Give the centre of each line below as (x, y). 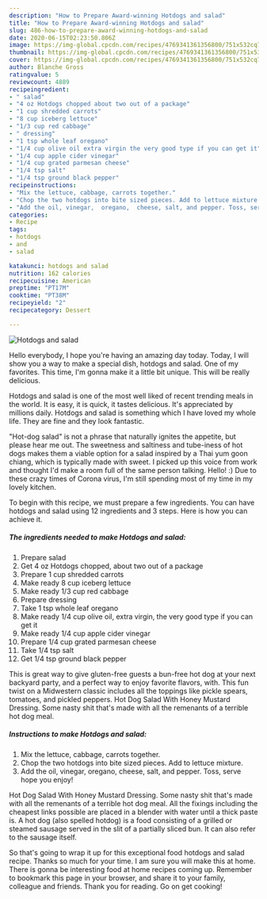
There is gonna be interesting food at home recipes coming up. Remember (131, 869)
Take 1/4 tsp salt (47, 650)
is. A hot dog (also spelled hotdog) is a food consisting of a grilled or (121, 820)
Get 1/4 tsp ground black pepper (73, 659)
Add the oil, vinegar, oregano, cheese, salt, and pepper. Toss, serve (131, 771)
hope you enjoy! (47, 779)
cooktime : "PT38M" (39, 296)
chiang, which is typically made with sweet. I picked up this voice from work (133, 462)
